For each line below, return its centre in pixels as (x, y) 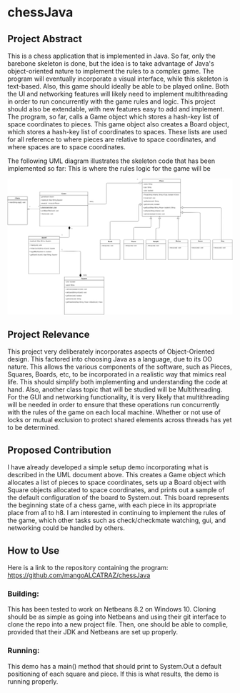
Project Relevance (49, 335)
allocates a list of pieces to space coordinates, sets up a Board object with (117, 482)
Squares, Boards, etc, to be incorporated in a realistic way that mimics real (117, 374)
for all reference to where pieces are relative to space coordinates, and (112, 139)
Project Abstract (45, 39)
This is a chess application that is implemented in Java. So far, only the (111, 56)
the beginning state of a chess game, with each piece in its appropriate (112, 505)
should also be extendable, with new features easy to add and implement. (116, 109)
